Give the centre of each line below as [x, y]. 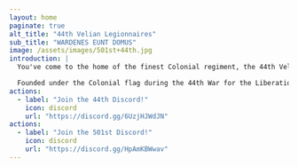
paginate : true [37, 26]
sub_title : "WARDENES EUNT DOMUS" [73, 42]
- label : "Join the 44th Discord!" [83, 99]
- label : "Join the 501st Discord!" [85, 133]
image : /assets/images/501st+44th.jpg [81, 51]
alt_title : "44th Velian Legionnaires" [83, 34]
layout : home [33, 17]
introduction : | [39, 59]
